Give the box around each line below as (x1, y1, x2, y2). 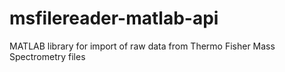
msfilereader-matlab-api (9, 7, 219, 30)
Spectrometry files (9, 50, 86, 62)
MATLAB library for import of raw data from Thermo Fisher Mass (9, 40, 276, 52)
